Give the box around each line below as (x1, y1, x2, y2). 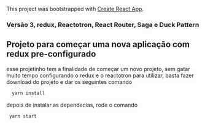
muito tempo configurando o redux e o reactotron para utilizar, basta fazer (6, 72, 195, 79)
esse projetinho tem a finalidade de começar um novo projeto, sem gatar (6, 65, 190, 72)
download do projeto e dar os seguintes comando (6, 78, 133, 85)
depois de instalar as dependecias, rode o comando (6, 101, 138, 108)
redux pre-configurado (6, 49, 96, 59)
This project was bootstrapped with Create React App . (6, 6, 144, 12)
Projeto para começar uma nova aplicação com (6, 39, 190, 50)
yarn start (9, 113, 37, 119)
